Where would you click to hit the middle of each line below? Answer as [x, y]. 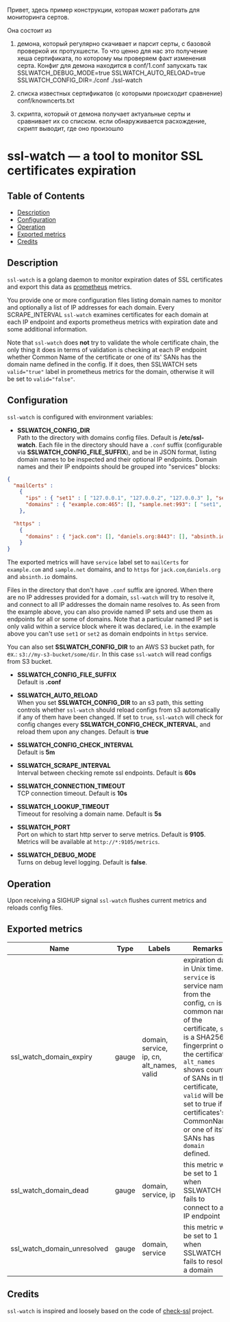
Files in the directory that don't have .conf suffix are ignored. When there [110, 590]
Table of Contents [46, 196]
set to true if [203, 1103]
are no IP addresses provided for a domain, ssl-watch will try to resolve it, [111, 597]
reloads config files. [35, 908]
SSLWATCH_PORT [43, 827]
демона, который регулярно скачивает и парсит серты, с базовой [114, 43]
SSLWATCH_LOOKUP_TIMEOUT [63, 807]
